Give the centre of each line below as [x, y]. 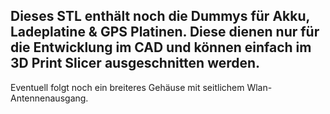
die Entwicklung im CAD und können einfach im [161, 47]
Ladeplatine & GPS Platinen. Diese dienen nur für [165, 32]
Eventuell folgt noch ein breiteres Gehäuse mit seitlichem [127, 87]
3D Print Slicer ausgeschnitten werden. [135, 63]
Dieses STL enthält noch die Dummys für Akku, [160, 16]
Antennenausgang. [49, 98]
